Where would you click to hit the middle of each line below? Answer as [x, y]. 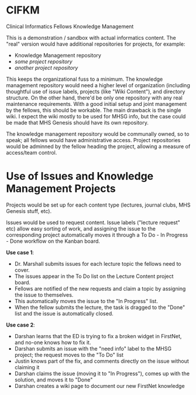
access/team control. [32, 152]
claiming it [27, 367]
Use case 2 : [20, 325]
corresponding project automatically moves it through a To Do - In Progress [97, 235]
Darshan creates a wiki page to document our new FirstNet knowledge [100, 386]
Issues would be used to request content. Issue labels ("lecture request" [93, 222]
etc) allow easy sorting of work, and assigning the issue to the [81, 228]
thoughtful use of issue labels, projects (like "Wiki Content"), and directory [96, 91]
